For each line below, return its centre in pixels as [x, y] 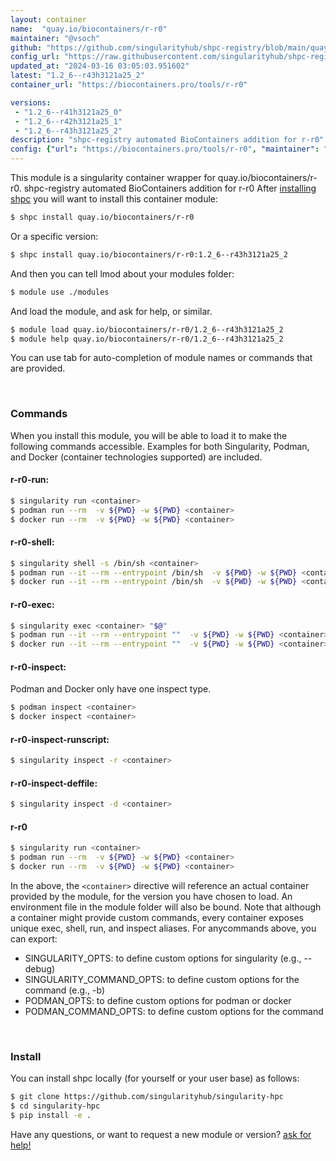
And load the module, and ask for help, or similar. [111, 311]
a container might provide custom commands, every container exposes [157, 918]
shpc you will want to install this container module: [114, 199]
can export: [34, 939]
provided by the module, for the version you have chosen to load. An [151, 897]
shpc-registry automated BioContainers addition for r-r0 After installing [170, 188]
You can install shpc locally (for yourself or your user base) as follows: [155, 1078]
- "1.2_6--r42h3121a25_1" [68, 121]
